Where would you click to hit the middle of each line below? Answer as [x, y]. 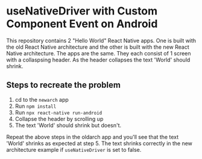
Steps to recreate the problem [63, 85]
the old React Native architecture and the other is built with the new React [98, 47]
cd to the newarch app [42, 99]
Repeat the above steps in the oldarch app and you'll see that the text [93, 137]
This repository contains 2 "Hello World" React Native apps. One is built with [101, 40]
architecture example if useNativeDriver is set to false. [74, 149]
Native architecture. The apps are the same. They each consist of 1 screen [99, 53]
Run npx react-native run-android [58, 112]
